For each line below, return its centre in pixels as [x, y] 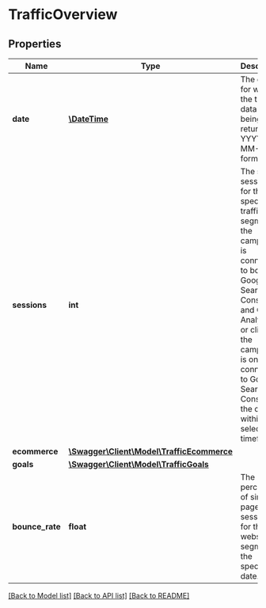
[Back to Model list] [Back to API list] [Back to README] [99, 596]
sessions [30, 305]
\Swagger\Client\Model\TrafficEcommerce [151, 451]
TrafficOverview [63, 15]
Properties [35, 44]
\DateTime [88, 119]
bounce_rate [36, 526]
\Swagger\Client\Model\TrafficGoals [139, 464]
